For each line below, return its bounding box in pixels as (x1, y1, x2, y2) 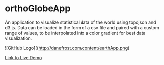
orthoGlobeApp (5, 3, 71, 14)
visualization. (5, 35, 32, 41)
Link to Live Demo (5, 54, 42, 60)
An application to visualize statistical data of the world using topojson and (5, 19, 156, 25)
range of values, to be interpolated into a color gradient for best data (5, 30, 146, 36)
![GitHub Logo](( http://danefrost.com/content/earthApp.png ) (5, 45, 130, 51)
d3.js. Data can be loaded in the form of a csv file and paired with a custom (5, 24, 159, 30)
